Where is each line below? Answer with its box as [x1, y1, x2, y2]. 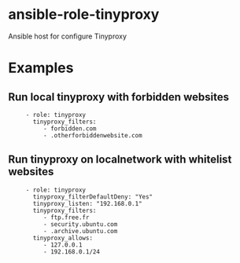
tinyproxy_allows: [32, 234, 93, 242]
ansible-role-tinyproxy [8, 5, 160, 24]
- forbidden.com [42, 124, 97, 133]
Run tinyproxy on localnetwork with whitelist [8, 153, 232, 166]
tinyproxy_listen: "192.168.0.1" [32, 199, 143, 207]
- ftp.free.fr [42, 214, 90, 221]
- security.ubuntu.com [42, 220, 118, 228]
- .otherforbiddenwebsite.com [42, 131, 143, 139]
